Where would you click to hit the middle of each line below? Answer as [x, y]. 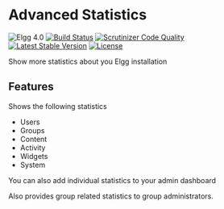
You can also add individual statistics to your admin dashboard [112, 180]
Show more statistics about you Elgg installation [88, 61]
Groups [32, 130]
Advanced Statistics [78, 15]
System [33, 165]
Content [33, 139]
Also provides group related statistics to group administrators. [111, 196]
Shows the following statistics [58, 106]
